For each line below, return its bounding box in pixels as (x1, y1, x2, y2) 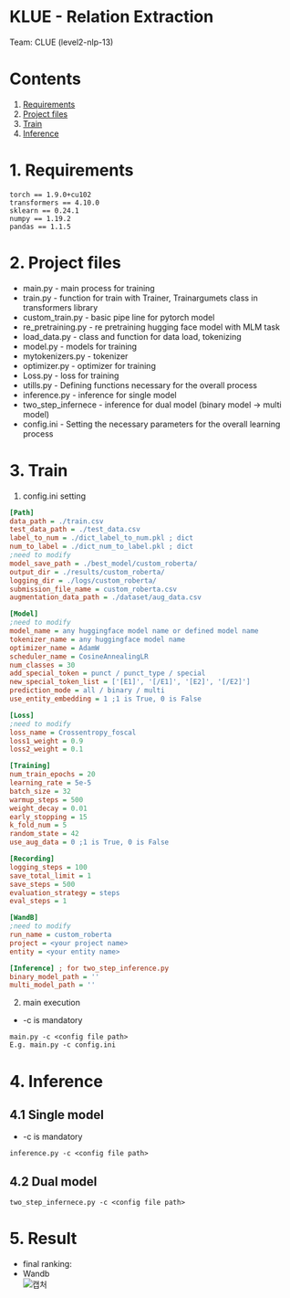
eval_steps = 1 (9, 897, 67, 906)
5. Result (9, 1229, 78, 1249)
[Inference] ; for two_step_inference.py (9, 964, 170, 973)
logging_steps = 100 (9, 862, 88, 871)
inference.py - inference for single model (22, 389, 177, 400)
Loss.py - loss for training (22, 370, 119, 381)
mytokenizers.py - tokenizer (22, 350, 129, 362)
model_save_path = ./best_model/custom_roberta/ (9, 559, 198, 568)
